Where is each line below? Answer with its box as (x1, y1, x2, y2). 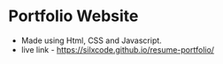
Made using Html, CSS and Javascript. (20, 35, 163, 46)
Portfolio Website (8, 6, 139, 26)
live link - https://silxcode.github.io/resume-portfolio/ (20, 44, 214, 54)
